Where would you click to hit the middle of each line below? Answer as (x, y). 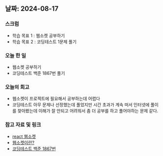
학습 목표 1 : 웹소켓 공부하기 (38, 35)
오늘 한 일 (15, 55)
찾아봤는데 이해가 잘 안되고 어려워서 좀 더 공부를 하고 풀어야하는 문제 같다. (88, 111)
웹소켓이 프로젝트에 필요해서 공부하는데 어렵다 (56, 99)
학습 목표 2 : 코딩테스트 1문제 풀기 (44, 42)
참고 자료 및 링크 (23, 125)
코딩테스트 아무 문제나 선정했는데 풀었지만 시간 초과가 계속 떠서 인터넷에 (81, 105)
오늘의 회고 (17, 87)
